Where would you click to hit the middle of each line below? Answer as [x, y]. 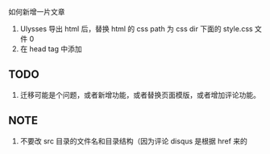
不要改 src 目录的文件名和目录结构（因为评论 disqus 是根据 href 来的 [134, 141]
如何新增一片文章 [37, 12]
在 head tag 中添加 [51, 49]
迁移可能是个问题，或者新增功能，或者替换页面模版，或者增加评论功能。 [140, 95]
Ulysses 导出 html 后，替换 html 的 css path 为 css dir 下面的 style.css [136, 29]
